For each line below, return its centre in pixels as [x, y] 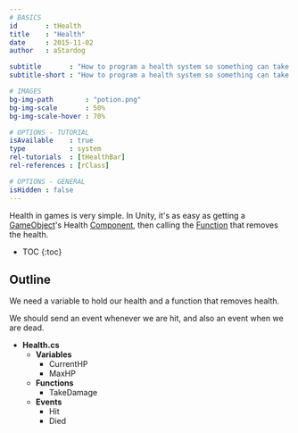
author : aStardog [48, 51]
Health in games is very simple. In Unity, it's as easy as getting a [127, 215]
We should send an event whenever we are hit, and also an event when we [146, 319]
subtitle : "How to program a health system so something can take [149, 67]
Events [49, 402]
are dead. [27, 328]
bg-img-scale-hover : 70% [57, 116]
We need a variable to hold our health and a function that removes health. [145, 301]
